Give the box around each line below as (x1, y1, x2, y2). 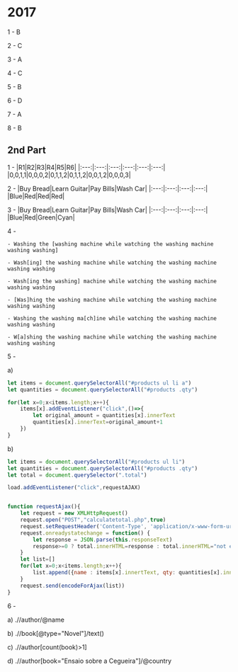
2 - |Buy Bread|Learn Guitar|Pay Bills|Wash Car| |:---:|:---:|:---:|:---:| (7, 184, 208, 193)
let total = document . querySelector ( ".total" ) (7, 472, 147, 479)
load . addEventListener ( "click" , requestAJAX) (7, 484, 141, 491)
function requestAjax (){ (7, 503, 81, 511)
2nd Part (7, 144, 46, 156)
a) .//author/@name (7, 615, 65, 624)
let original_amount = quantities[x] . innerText (33, 412, 176, 419)
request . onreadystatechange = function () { (20, 529, 151, 537)
